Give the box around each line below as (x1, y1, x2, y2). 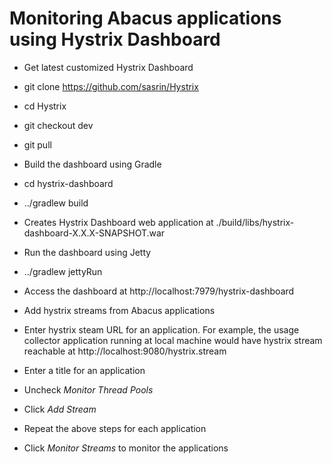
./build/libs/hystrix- (215, 216, 295, 228)
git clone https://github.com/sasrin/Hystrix (23, 80, 199, 92)
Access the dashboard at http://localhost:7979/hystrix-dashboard (23, 285, 295, 297)
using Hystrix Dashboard (9, 28, 221, 51)
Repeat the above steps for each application (23, 422, 207, 434)
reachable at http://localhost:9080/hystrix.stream (23, 345, 227, 357)
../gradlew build (23, 197, 89, 209)
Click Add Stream (23, 403, 97, 415)
